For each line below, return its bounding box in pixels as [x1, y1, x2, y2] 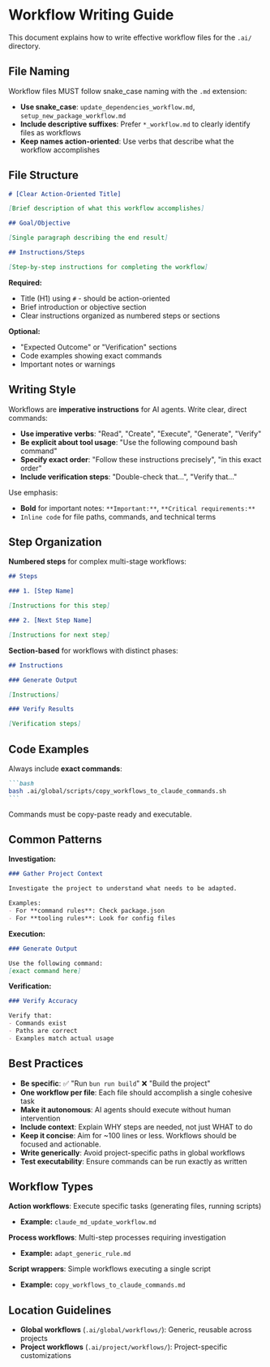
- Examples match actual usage [8, 1034, 114, 1043]
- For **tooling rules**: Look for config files [8, 914, 176, 922]
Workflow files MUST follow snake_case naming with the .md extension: [8, 86, 247, 96]
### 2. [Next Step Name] [8, 616, 92, 625]
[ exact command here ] [8, 966, 82, 975]
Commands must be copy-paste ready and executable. [8, 809, 192, 819]
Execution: [8, 928, 46, 938]
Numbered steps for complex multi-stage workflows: [8, 557, 186, 567]
